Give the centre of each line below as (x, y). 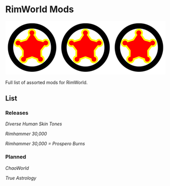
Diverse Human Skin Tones (34, 124)
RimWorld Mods (40, 9)
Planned (16, 157)
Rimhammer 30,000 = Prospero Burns (45, 144)
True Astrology (21, 178)
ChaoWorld (17, 168)
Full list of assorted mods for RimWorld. (47, 82)
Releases (17, 113)
